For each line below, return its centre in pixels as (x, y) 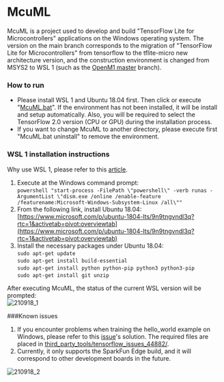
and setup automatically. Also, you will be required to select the (106, 115)
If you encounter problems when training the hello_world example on (113, 329)
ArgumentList (36, 196)
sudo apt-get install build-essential (72, 261)
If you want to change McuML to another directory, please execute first (117, 129)
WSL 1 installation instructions (58, 154)
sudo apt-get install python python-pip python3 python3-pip (106, 268)
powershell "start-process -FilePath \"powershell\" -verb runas (112, 190)
